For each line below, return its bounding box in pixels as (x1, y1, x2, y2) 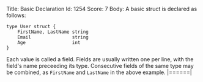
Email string (17, 34, 89, 40)
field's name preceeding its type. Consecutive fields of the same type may (6, 62, 194, 69)
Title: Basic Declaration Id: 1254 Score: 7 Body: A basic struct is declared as (6, 6, 197, 12)
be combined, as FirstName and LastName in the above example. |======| (6, 69, 193, 76)
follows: (6, 12, 26, 19)
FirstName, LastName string (17, 29, 89, 35)
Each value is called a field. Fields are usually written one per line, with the (6, 56, 194, 63)
